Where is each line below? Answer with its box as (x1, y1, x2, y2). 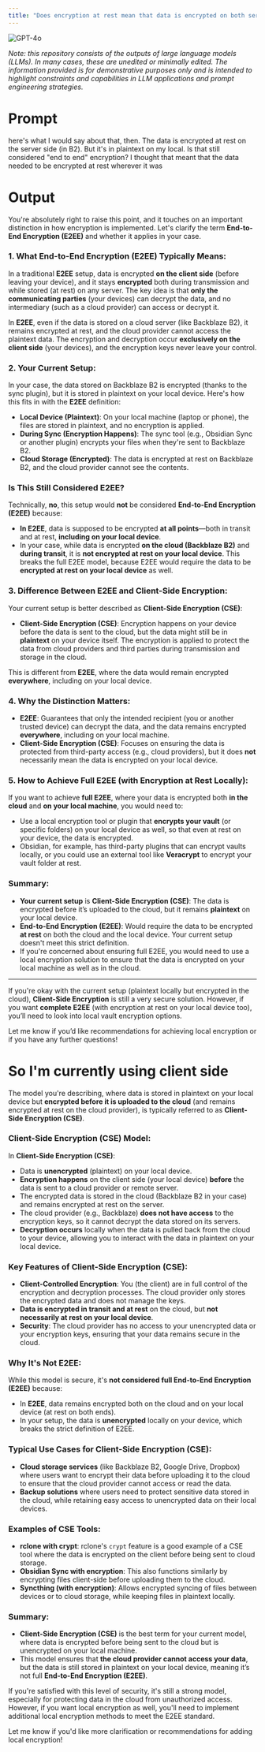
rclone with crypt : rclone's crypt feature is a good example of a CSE (19, 1541, 243, 1550)
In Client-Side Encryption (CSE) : (8, 1150, 116, 1160)
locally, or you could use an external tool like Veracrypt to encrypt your (19, 850, 252, 859)
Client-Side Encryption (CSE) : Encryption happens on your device (19, 618, 237, 628)
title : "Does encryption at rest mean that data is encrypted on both (8, 11, 245, 20)
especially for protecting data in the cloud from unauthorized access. (8, 1694, 233, 1704)
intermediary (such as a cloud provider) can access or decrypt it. (8, 302, 219, 311)
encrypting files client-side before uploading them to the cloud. (19, 1575, 226, 1584)
